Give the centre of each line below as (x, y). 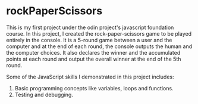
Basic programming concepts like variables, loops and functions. (94, 88)
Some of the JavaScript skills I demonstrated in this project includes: (90, 77)
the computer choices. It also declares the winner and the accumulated (93, 52)
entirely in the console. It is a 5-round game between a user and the (89, 40)
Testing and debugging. (44, 94)
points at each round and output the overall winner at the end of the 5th (94, 59)
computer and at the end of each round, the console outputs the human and (99, 46)
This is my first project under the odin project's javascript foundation (90, 27)
